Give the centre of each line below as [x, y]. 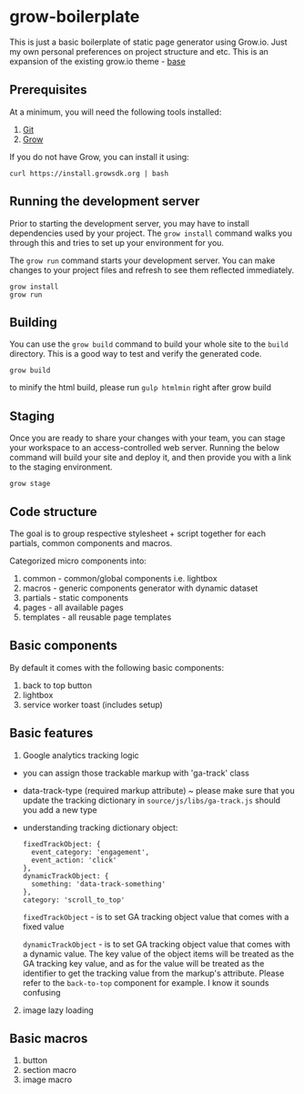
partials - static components [76, 598]
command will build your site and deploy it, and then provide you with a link [151, 458]
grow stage [30, 484]
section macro [50, 1070]
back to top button [57, 685]
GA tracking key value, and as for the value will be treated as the [143, 963]
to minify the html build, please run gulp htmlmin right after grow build [140, 388]
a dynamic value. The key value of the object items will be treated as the [158, 954]
